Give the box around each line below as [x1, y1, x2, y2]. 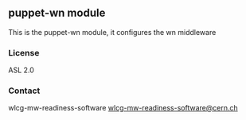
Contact [8, 85, 41, 96]
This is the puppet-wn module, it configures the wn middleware [8, 27, 217, 37]
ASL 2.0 [8, 65, 34, 75]
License [8, 47, 40, 58]
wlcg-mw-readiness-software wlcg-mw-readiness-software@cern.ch [8, 103, 238, 113]
